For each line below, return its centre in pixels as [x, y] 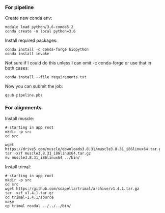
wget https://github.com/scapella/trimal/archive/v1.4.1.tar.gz [72, 188]
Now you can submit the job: [34, 86]
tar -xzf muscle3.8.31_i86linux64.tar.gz [48, 153]
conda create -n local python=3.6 [41, 31]
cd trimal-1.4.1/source [29, 197]
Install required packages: [31, 40]
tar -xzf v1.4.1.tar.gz [29, 193]
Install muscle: [20, 118]
